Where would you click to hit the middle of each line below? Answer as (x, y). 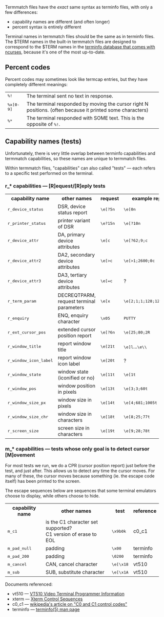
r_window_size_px (27, 403)
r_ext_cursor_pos (27, 332)
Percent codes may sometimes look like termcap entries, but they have (76, 79)
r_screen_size (23, 431)
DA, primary (72, 235)
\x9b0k (119, 531)
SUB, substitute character (75, 572)
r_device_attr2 (24, 261)
